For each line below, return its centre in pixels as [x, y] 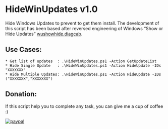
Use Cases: [23, 49]
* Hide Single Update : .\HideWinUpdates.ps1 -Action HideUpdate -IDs [83, 66]
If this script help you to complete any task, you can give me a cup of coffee [84, 106]
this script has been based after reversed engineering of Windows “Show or [84, 28]
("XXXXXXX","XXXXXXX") [29, 79]
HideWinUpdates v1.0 [51, 9]
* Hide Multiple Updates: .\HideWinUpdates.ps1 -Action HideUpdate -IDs [83, 74]
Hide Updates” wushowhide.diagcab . [44, 34]
